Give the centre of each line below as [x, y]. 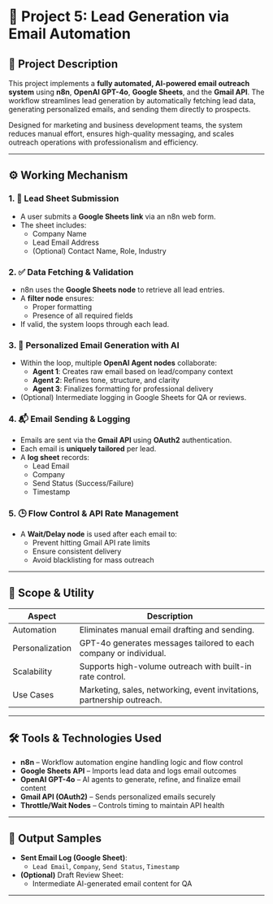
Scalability [32, 671]
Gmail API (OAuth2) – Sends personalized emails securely [118, 797]
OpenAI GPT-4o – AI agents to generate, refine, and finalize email [130, 779]
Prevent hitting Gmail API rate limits [91, 542]
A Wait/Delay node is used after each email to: [98, 534]
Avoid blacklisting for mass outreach [93, 559]
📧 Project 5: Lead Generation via [119, 17]
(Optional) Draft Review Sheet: [72, 875]
